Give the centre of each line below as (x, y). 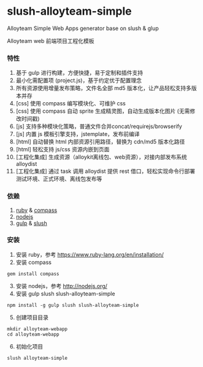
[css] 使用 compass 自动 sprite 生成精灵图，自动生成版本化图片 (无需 (103, 111)
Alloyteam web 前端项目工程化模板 (51, 40)
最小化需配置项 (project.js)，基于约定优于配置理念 (79, 80)
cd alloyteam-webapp (33, 334)
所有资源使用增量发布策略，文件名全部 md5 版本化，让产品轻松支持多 (104, 88)
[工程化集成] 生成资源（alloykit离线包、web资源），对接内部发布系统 (101, 157)
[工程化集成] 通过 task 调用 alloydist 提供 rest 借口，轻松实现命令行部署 (105, 171)
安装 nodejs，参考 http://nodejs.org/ (62, 286)
